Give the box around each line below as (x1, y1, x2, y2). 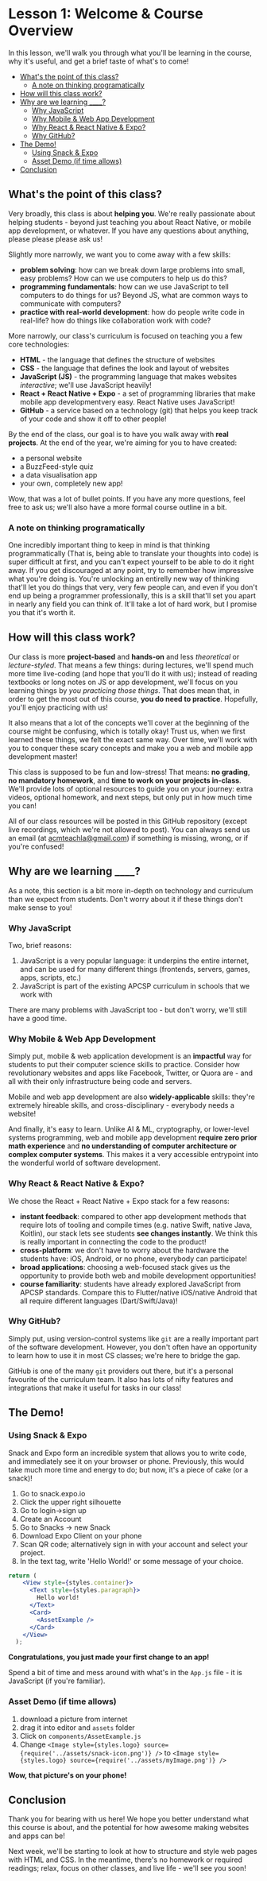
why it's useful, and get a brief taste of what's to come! (8, 56, 189, 66)
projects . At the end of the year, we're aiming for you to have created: (8, 438, 237, 447)
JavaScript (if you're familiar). (8, 1676, 106, 1686)
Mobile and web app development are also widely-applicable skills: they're (8, 1092, 256, 1101)
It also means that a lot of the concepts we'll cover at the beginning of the (8, 718, 250, 727)
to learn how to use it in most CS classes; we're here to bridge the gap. (8, 1350, 241, 1360)
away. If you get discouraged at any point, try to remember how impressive (8, 566, 254, 575)
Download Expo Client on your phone (19, 1531, 142, 1540)
